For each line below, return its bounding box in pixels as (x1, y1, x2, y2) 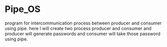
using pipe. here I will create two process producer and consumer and (5, 25, 152, 31)
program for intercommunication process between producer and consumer (5, 20, 162, 26)
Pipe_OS (5, 3, 41, 15)
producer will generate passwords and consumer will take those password (5, 30, 160, 36)
